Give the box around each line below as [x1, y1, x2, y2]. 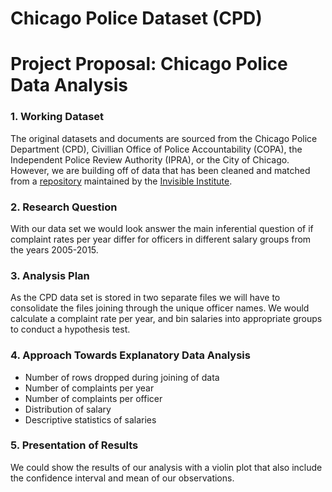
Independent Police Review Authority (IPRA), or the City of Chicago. [10, 153, 290, 166]
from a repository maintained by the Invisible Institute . [10, 175, 233, 187]
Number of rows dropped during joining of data [24, 371, 220, 383]
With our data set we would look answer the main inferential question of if [10, 222, 314, 234]
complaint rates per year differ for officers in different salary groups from [10, 233, 312, 245]
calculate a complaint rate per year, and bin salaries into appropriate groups [10, 313, 323, 325]
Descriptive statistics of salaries [24, 413, 157, 426]
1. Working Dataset [10, 110, 105, 124]
